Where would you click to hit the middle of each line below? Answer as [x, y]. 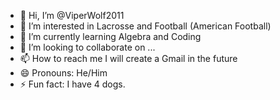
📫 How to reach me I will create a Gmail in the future [128, 58]
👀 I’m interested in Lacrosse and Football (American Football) [145, 26]
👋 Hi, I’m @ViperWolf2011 [72, 15]
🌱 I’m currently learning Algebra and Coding [110, 36]
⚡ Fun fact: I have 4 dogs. [72, 84]
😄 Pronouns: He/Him [63, 73]
